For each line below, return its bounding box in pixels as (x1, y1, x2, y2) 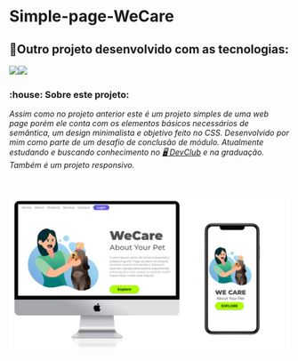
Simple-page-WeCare (9, 6, 175, 27)
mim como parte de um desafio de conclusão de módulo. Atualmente (9, 137, 264, 148)
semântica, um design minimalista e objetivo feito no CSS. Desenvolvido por (9, 127, 289, 139)
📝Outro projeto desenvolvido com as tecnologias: (9, 42, 289, 57)
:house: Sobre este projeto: (9, 88, 130, 100)
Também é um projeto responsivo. (9, 160, 135, 171)
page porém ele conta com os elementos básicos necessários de (9, 118, 249, 129)
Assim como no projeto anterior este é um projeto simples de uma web (9, 108, 270, 119)
